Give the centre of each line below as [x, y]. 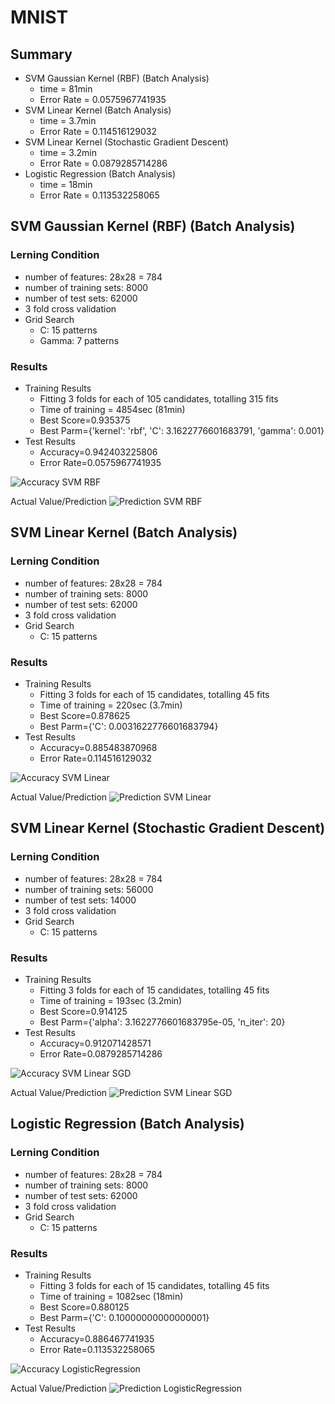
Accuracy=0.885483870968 [98, 747]
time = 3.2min [68, 152]
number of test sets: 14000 [80, 900]
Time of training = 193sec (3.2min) [111, 1000]
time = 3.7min [68, 120]
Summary [41, 54]
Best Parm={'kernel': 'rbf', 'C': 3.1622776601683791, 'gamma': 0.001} [182, 430]
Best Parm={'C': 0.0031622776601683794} [129, 726]
